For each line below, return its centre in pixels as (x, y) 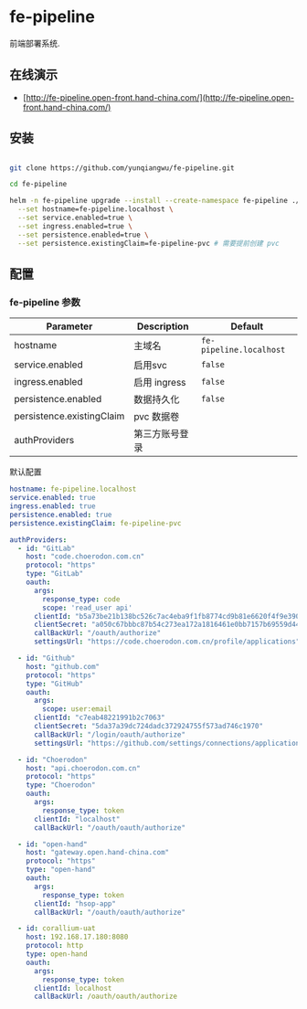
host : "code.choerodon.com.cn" (85, 557)
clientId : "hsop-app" (75, 903)
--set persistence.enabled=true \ (83, 235)
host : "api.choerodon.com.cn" (84, 768)
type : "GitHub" (55, 684)
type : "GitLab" (55, 574)
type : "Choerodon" (61, 785)
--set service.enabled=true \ (75, 218)
